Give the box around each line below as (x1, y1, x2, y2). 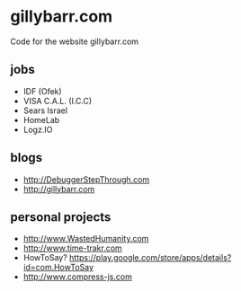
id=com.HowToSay (22, 262, 94, 273)
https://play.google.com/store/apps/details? (69, 252, 232, 263)
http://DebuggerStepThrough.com (22, 173, 150, 185)
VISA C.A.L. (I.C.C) (22, 95, 93, 106)
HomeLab (22, 114, 60, 125)
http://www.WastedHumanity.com (22, 234, 149, 244)
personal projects (10, 209, 112, 225)
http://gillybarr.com (22, 183, 95, 194)
